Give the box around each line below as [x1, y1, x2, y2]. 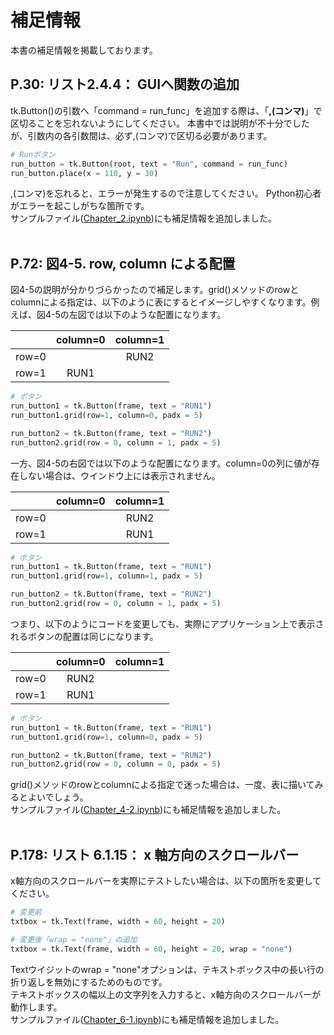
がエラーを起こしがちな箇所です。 [10, 200, 150, 212]
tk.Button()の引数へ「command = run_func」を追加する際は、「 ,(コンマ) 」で [10, 104, 323, 116]
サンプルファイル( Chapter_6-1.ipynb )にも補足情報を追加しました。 [10, 1013, 285, 1025]
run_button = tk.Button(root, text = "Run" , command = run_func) [10, 159, 288, 169]
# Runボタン [10, 149, 56, 160]
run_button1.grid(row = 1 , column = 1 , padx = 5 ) [10, 571, 203, 581]
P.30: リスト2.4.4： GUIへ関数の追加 [10, 76, 240, 93]
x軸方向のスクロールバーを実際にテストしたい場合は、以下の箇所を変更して [10, 875, 322, 887]
